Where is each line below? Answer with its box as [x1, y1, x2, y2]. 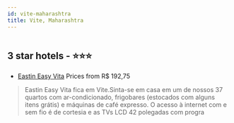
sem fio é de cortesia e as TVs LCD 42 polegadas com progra [24, 108, 205, 117]
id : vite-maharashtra [7, 10, 71, 18]
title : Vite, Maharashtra [7, 17, 83, 24]
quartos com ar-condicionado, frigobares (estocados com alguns [24, 93, 216, 102]
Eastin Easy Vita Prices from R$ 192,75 [17, 72, 131, 81]
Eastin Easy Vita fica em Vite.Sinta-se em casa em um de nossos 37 [24, 86, 223, 94]
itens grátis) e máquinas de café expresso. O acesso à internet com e [24, 101, 228, 109]
